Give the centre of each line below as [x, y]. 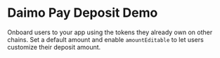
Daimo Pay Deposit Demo [83, 13]
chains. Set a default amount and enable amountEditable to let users [105, 39]
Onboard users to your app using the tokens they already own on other [110, 32]
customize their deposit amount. [54, 47]
